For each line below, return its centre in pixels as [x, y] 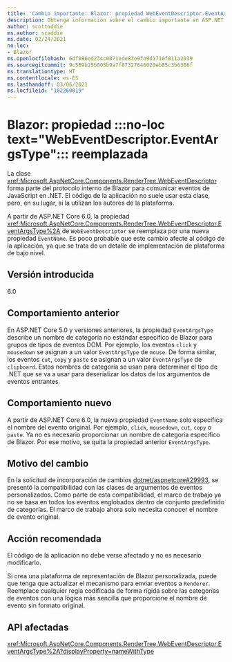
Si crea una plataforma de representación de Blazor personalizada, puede [112, 576]
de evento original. [34, 517]
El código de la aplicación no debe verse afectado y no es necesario [104, 555]
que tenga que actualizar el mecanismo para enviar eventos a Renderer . [109, 583]
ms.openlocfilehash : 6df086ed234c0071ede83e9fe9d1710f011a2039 [100, 59]
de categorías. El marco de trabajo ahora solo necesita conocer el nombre [113, 510]
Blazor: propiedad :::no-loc [86, 125]
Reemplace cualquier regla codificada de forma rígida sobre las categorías [113, 591]
